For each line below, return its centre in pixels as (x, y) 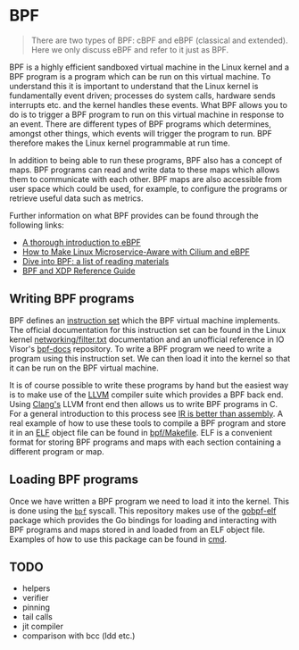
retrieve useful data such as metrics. (76, 198)
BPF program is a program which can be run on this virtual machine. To (140, 76)
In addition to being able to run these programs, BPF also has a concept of (146, 160)
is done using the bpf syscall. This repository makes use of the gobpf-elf (143, 511)
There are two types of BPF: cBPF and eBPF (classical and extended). (159, 40)
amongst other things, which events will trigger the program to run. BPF (141, 133)
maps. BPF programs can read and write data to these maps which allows (145, 170)
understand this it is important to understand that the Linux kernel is (134, 86)
